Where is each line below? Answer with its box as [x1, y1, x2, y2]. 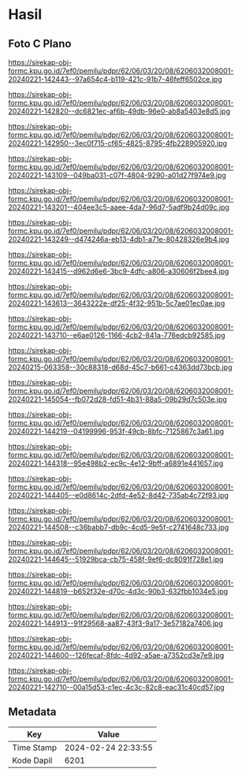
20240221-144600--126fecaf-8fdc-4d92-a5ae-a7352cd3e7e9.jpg [8, 651, 225, 659]
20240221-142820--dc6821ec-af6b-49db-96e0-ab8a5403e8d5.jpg [8, 106, 231, 116]
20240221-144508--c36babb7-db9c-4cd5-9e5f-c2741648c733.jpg [8, 522, 229, 532]
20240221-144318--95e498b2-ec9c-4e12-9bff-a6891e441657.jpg [8, 459, 224, 468]
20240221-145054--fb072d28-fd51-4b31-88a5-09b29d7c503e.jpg [8, 395, 227, 403]
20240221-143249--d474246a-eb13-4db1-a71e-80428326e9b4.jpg [8, 235, 230, 243]
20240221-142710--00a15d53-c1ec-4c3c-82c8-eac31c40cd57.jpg [8, 683, 225, 692]
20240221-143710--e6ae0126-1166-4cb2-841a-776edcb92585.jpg [8, 331, 226, 340]
